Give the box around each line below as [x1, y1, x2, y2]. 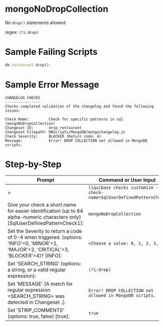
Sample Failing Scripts [5, 47, 98, 57]
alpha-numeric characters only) [7, 213, 82, 220]
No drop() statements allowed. [5, 20, 67, 25]
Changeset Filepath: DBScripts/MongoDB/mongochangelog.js [5, 129, 125, 134]
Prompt [37, 176, 55, 183]
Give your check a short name [7, 201, 77, 208]
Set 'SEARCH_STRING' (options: [7, 260, 82, 267]
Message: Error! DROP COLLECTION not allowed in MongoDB [5, 138, 147, 143]
